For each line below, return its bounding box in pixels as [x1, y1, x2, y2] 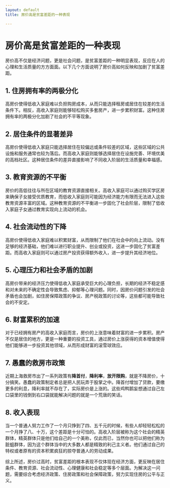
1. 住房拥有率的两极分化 [5, 86, 78, 95]
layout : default [5, 7, 39, 13]
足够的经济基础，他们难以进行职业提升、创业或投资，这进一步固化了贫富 [5, 243, 156, 249]
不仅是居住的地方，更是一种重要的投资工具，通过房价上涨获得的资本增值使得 [5, 336, 165, 342]
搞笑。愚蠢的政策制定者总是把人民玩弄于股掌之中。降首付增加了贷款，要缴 [9, 379, 165, 385]
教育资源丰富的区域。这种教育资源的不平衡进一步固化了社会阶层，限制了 [5, 200, 156, 206]
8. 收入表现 [5, 408, 40, 417]
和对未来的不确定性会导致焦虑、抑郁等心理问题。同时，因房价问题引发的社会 [5, 286, 165, 292]
